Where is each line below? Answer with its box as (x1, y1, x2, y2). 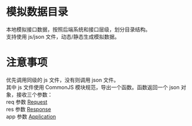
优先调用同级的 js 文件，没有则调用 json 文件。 (6, 76, 119, 83)
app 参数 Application (6, 113, 57, 120)
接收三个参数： (16, 91, 53, 98)
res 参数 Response (6, 105, 51, 113)
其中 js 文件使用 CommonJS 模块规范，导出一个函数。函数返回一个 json (6, 83, 180, 91)
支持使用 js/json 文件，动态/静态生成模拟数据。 (6, 33, 120, 40)
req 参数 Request (6, 98, 48, 105)
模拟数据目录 (6, 5, 69, 19)
